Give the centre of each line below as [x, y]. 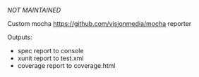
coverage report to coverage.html [66, 65]
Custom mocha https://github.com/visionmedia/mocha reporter [99, 23]
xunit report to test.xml [50, 58]
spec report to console [50, 51]
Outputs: [20, 37]
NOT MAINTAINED [34, 10]
